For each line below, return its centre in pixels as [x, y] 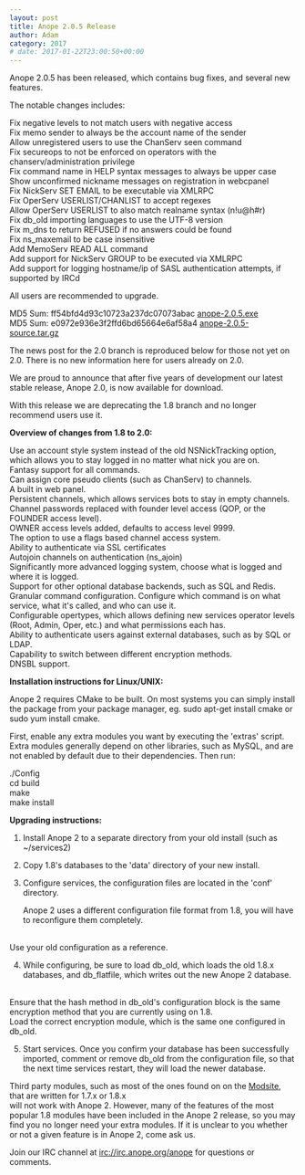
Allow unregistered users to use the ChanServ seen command [126, 142]
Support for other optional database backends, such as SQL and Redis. [142, 586]
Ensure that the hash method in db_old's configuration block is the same [145, 1002]
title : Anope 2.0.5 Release [63, 26]
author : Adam [34, 35]
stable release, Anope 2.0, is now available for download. [117, 388]
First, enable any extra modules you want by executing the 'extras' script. [147, 737]
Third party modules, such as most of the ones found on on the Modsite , [146, 1086]
